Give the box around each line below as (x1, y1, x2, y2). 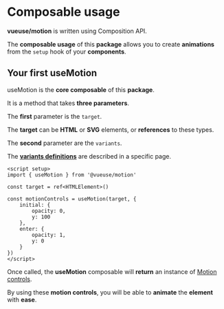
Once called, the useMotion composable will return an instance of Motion (7, 267, 217, 275)
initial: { (19, 201, 51, 208)
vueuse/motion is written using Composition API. (7, 27, 148, 35)
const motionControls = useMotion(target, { (7, 195, 137, 203)
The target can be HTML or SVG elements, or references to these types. (7, 125, 214, 134)
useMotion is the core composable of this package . (7, 85, 155, 93)
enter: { (19, 225, 45, 232)
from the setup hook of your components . (7, 47, 126, 56)
